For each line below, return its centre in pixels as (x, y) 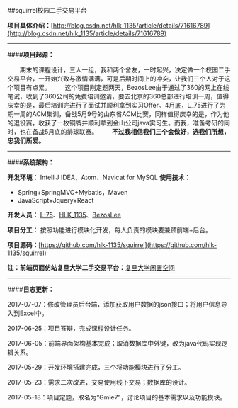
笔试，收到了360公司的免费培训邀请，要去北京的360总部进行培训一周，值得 (118, 96)
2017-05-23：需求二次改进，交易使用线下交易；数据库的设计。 (99, 382)
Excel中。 (34, 313)
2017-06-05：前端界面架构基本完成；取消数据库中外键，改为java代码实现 (114, 343)
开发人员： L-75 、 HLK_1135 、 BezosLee (64, 215)
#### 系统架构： (31, 162)
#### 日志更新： (31, 289)
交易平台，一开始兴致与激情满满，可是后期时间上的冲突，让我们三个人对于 (116, 79)
